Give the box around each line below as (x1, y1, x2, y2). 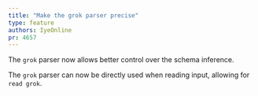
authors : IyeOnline (8, 26, 72, 34)
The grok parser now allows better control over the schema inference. (8, 55, 234, 65)
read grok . (8, 79, 42, 88)
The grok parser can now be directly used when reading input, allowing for (8, 70, 250, 79)
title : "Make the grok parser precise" (8, 11, 139, 20)
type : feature (8, 19, 55, 27)
